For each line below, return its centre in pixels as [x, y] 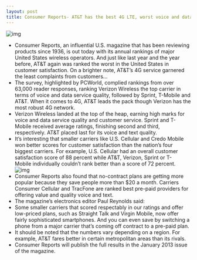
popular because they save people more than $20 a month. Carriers [96, 182]
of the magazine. [35, 251]
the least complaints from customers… [61, 76]
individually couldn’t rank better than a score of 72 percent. [104, 163]
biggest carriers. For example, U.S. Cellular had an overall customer [96, 151]
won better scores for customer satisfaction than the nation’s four [94, 145]
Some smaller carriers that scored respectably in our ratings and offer [99, 207]
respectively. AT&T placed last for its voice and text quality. [86, 132]
